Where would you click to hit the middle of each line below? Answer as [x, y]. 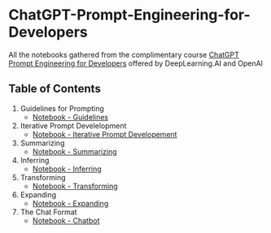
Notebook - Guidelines [70, 117]
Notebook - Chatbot [66, 220]
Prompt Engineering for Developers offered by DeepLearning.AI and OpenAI [135, 63]
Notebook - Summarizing [74, 151]
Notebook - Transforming [75, 186]
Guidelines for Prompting [62, 108]
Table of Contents [55, 89]
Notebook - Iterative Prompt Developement [105, 134]
